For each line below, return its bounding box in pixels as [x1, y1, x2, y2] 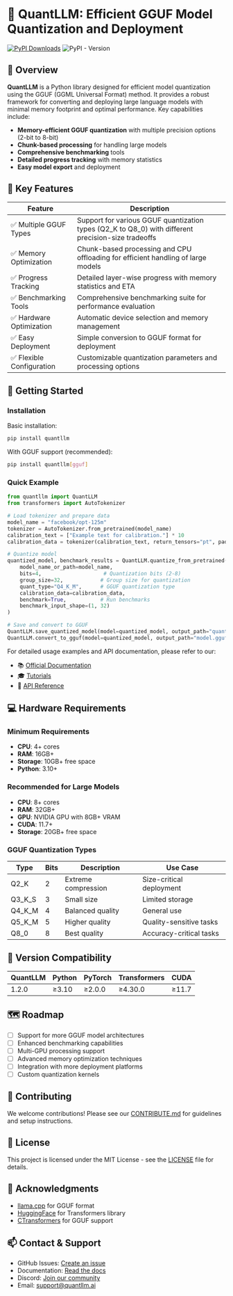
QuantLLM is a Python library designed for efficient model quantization [7, 83, 211, 91]
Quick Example [7, 477, 59, 487]
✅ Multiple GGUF [10, 219, 67, 229]
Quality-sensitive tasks [141, 918, 218, 927]
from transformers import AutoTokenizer [7, 500, 126, 507]
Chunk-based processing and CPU [77, 243, 192, 253]
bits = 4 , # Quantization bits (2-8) [19, 570, 182, 577]
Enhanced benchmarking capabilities [17, 1039, 123, 1047]
